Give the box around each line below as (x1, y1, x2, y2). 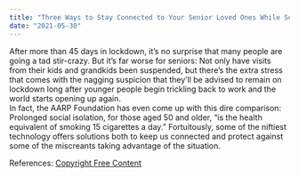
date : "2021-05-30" (9, 21, 82, 30)
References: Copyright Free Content (9, 157, 142, 168)
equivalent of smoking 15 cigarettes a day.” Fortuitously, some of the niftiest (9, 121, 287, 132)
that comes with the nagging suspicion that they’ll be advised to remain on (9, 74, 282, 84)
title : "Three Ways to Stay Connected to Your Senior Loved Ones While (9, 12, 280, 22)
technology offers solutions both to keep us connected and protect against (9, 131, 283, 141)
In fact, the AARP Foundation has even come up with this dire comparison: (9, 102, 282, 113)
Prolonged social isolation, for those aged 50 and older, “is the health (9, 112, 263, 123)
